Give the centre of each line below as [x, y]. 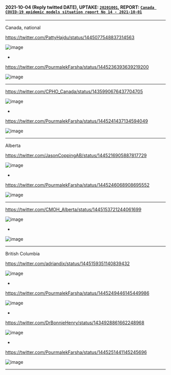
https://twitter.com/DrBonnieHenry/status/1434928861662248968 [75, 323]
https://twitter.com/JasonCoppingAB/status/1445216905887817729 [76, 156]
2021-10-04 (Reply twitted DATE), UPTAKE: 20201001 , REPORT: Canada [80, 7]
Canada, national [23, 27]
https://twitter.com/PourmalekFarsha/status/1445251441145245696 [76, 352]
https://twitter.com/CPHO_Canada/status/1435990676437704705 [74, 92]
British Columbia [22, 254]
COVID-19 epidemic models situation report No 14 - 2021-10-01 [74, 12]
